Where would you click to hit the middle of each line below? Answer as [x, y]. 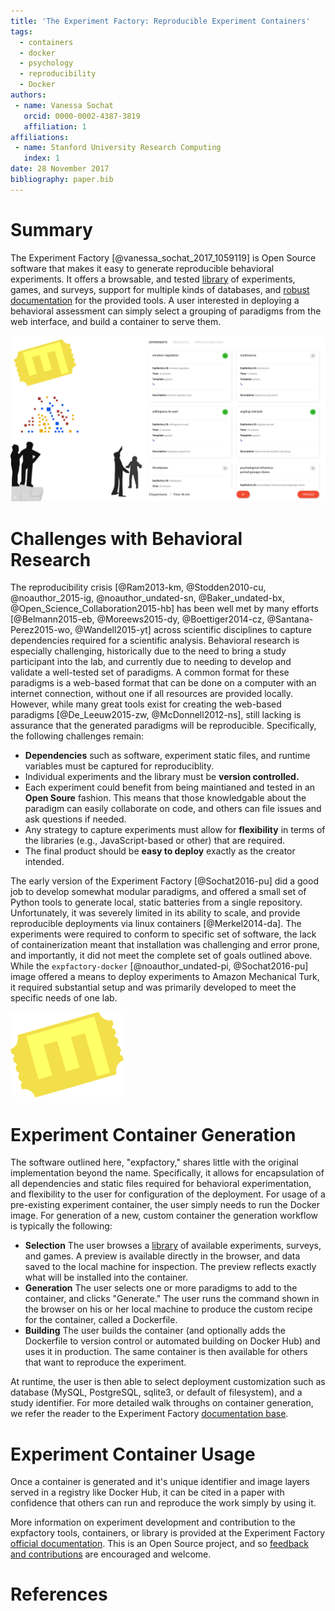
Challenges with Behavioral [126, 538]
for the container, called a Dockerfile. [101, 1320]
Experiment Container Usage [133, 1454]
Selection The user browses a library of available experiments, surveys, [173, 1246]
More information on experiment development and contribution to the [153, 1522]
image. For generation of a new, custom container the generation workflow [164, 1216]
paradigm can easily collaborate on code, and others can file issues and [173, 809]
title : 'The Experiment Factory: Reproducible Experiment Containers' [160, 21]
